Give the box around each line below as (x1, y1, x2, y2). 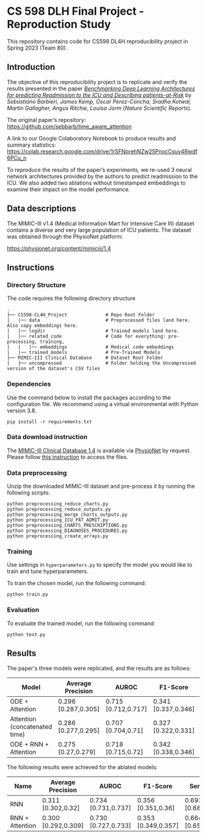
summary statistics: (7, 141, 57, 148)
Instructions (7, 262, 54, 272)
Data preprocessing (7, 468, 67, 477)
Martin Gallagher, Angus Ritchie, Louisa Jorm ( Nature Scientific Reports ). (7, 104, 192, 112)
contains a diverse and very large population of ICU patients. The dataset (7, 226, 191, 234)
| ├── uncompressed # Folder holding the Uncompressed (7, 360, 196, 366)
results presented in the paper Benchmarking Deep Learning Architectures (7, 85, 195, 92)
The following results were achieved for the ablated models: (7, 763, 158, 771)
